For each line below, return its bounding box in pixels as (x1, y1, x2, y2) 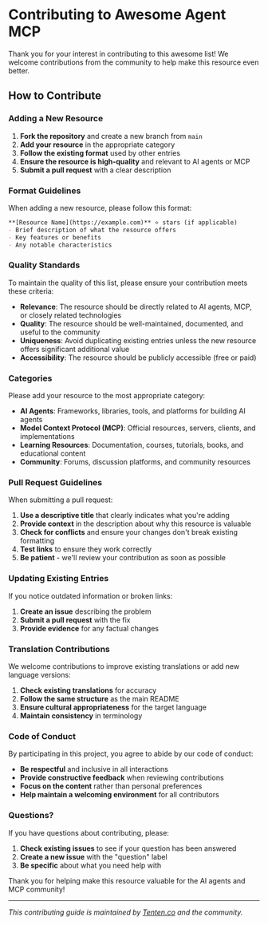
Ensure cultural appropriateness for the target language (19, 702, 207, 712)
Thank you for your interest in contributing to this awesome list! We (8, 49, 229, 58)
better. (8, 65, 30, 75)
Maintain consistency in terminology (19, 710, 143, 720)
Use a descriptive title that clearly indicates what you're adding (19, 511, 230, 520)
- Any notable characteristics (8, 241, 112, 249)
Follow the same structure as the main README (19, 694, 179, 703)
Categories (8, 373, 53, 384)
